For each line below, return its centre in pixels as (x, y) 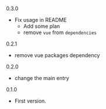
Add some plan (42, 26)
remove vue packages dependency (57, 55)
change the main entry (42, 78)
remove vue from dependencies (60, 32)
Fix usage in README (41, 20)
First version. (30, 101)
